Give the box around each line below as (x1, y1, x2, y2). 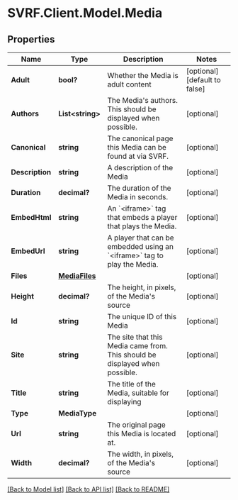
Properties (7, 33, 55, 45)
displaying (107, 397, 142, 406)
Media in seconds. (107, 192, 169, 201)
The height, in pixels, (107, 282, 176, 292)
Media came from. (107, 341, 168, 350)
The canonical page (107, 133, 174, 143)
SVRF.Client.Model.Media (7, 5, 163, 21)
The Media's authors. (107, 96, 178, 105)
